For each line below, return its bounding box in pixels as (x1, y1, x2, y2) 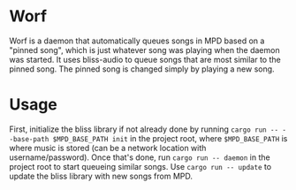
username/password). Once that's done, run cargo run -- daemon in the (9, 152, 271, 163)
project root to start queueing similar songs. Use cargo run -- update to (9, 161, 272, 171)
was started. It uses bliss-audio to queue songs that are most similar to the (9, 54, 281, 65)
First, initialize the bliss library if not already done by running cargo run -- (9, 124, 279, 134)
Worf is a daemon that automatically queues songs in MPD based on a (9, 35, 265, 46)
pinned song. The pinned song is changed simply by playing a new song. (9, 64, 276, 74)
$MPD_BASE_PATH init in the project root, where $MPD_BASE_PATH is (52, 133, 288, 143)
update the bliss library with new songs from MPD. (9, 171, 193, 181)
